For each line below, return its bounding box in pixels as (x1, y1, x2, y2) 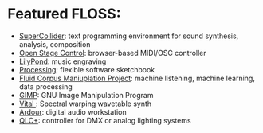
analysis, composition (18, 39, 91, 49)
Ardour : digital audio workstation (18, 107, 127, 116)
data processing (18, 81, 73, 92)
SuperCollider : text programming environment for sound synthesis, (18, 31, 239, 41)
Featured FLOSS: (7, 5, 121, 23)
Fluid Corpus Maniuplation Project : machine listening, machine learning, (18, 73, 256, 83)
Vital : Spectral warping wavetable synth (18, 99, 152, 108)
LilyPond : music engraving (18, 57, 107, 66)
